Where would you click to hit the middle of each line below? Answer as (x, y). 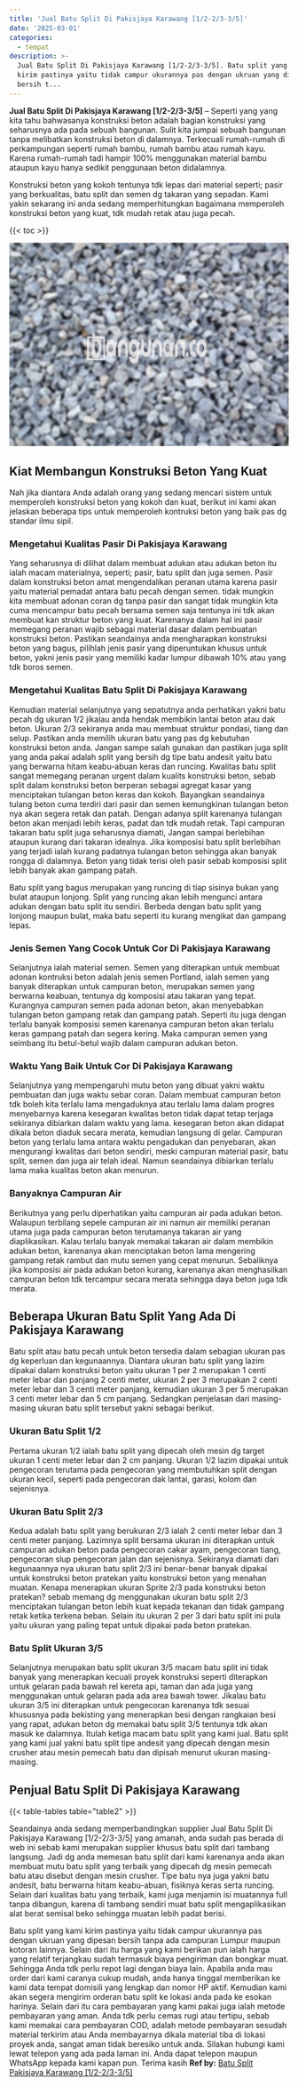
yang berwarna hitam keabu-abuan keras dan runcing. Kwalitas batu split (143, 766)
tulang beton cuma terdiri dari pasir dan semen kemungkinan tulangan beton (149, 803)
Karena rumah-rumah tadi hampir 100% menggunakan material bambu (138, 158)
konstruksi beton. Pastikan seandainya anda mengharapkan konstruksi (138, 639)
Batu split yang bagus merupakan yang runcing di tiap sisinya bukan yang (144, 887)
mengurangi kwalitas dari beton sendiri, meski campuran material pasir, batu (149, 1152)
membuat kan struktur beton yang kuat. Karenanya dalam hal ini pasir (136, 620)
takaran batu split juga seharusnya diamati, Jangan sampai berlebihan (137, 832)
